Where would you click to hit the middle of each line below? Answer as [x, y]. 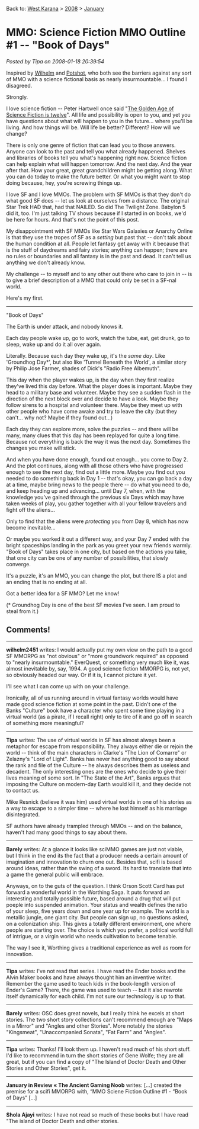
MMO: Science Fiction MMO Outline [96, 33]
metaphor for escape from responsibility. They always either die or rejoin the [99, 746]
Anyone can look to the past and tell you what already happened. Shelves [96, 151]
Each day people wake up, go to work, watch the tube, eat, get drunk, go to [98, 338]
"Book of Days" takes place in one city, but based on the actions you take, [97, 551]
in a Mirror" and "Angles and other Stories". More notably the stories [89, 1026]
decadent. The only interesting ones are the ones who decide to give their [96, 771]
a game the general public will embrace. [55, 874]
